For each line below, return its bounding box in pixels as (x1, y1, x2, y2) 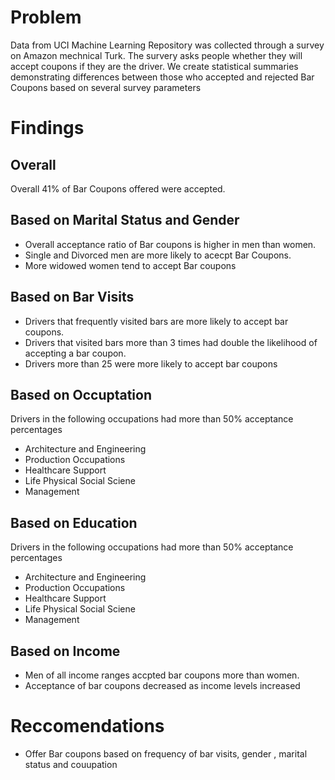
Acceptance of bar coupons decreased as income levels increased (24, 680, 301, 691)
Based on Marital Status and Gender (10, 212, 240, 229)
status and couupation (24, 758, 118, 770)
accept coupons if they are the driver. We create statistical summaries (10, 60, 299, 72)
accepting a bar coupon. (24, 347, 127, 359)
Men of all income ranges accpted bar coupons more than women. (24, 669, 300, 681)
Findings (10, 117, 85, 140)
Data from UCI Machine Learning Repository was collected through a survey (10, 39, 325, 51)
